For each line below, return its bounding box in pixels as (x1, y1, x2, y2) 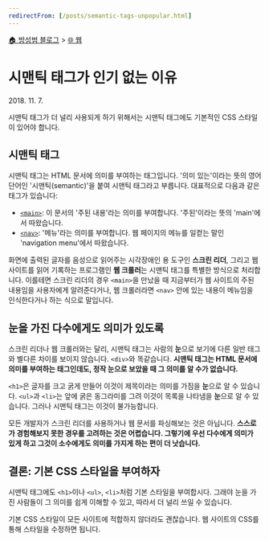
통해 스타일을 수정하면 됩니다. (8, 524, 101, 534)
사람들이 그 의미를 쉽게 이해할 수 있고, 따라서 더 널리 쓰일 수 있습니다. (16, 498, 233, 506)
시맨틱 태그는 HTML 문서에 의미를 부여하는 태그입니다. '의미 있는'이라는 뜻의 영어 (8, 170, 262, 181)
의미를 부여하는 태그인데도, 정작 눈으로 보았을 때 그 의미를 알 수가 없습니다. (8, 364, 238, 374)
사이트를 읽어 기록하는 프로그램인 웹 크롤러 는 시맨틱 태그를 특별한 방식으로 (8, 265, 239, 275)
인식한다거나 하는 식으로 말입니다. (8, 295, 114, 305)
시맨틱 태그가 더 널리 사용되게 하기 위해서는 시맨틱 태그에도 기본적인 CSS (8, 112, 237, 121)
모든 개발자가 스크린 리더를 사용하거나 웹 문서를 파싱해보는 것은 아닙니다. (8, 419, 235, 428)
